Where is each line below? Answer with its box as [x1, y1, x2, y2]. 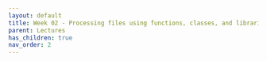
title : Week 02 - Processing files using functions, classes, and [8, 19, 233, 27]
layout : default [8, 11, 62, 20]
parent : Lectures [8, 26, 66, 34]
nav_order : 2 [8, 41, 52, 49]
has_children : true [8, 33, 73, 42]
